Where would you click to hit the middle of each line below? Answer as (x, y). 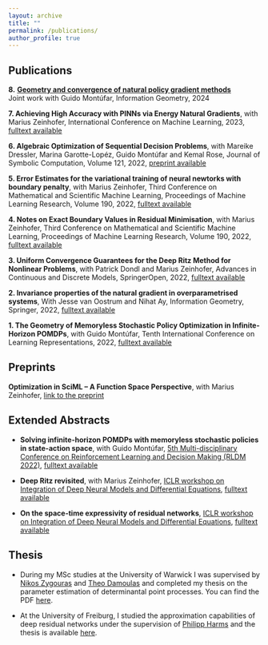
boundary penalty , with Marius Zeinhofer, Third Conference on (113, 187)
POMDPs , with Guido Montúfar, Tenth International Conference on (146, 334)
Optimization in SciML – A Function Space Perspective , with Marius (121, 386)
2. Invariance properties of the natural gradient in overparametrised (123, 293)
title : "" (25, 23)
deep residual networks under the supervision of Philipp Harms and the (138, 623)
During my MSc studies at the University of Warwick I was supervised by (140, 574)
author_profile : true (44, 38)
